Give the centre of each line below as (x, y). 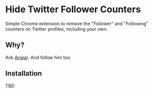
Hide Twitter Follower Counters (73, 9)
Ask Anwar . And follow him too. (39, 57)
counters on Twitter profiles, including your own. (57, 29)
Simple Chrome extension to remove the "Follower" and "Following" (77, 24)
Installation (24, 73)
